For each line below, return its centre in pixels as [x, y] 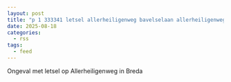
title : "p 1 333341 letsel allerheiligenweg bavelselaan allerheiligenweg [117, 20]
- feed [23, 52]
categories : [24, 32]
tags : [15, 45]
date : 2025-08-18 [32, 26]
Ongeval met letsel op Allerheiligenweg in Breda [75, 71]
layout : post [26, 13]
